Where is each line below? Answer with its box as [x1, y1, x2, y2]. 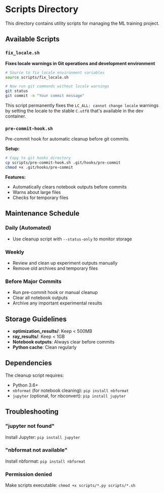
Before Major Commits [5, 278, 62, 285]
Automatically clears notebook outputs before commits [12, 183, 127, 190]
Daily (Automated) [5, 224, 51, 231]
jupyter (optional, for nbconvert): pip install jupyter [12, 392, 126, 399]
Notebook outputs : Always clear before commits [12, 339, 115, 345]
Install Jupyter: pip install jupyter [5, 434, 81, 440]
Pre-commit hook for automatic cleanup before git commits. [5, 136, 130, 142]
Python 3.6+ [12, 382, 39, 388]
